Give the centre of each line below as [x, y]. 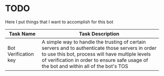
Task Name [22, 33]
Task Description [99, 33]
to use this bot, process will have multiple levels [96, 54]
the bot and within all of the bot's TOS [85, 66]
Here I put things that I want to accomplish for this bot [59, 22]
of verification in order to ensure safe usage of [95, 60]
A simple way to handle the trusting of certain [94, 42]
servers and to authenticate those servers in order [99, 48]
